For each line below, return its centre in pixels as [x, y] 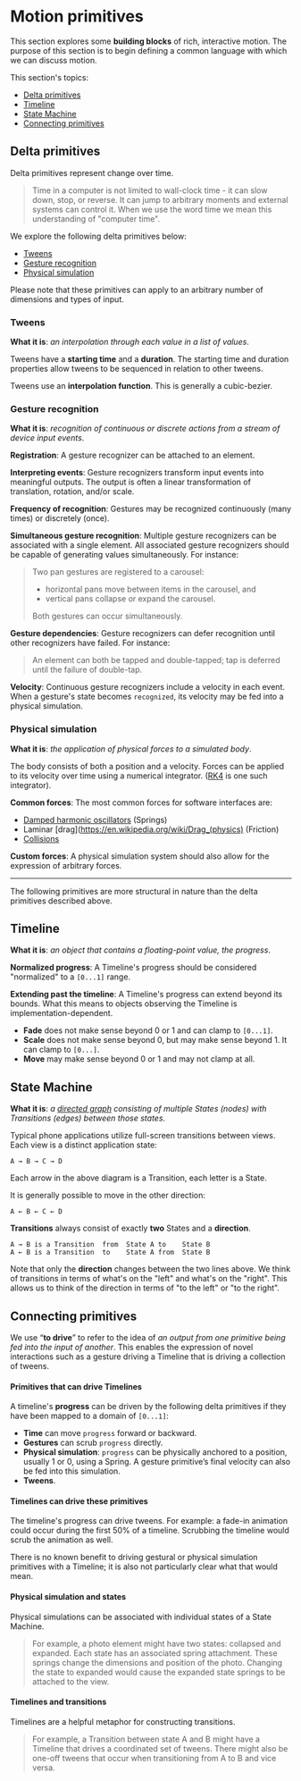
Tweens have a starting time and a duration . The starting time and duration [150, 359]
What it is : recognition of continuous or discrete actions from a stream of [145, 428]
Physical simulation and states [68, 1597]
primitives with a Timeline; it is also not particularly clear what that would [144, 1567]
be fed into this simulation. [72, 1471]
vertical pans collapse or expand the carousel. [130, 599]
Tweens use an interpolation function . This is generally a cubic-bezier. [142, 386]
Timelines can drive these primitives [79, 1501]
